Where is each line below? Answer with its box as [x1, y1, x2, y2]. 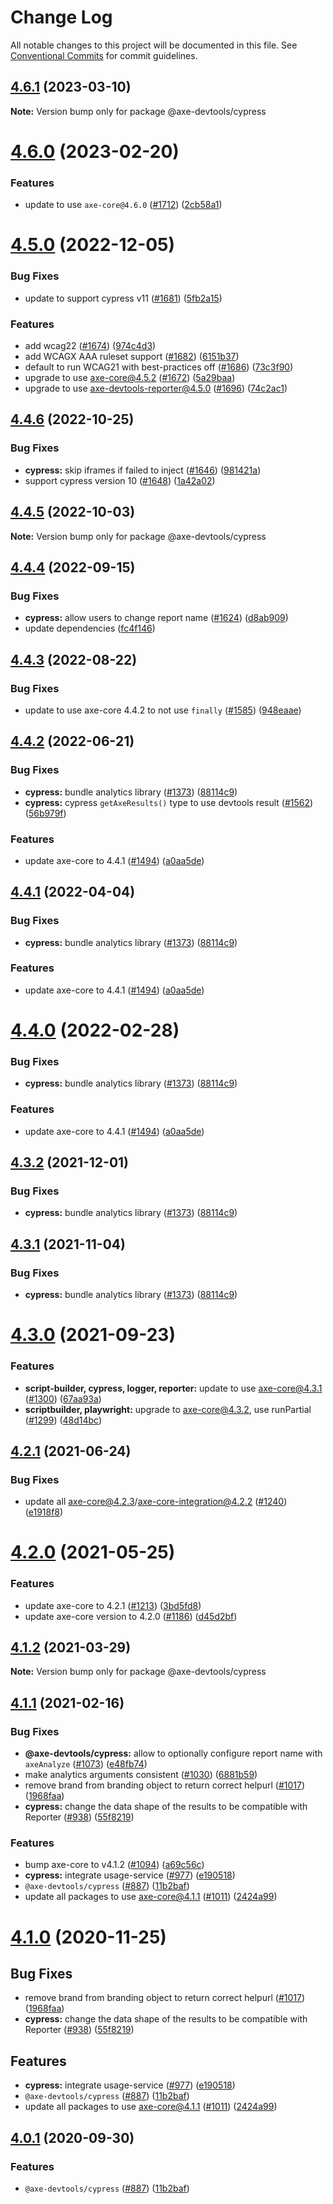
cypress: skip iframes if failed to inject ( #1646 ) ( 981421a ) [24, 464, 262, 476]
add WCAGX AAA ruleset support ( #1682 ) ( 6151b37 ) [24, 351, 240, 363]
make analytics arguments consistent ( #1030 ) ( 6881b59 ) [24, 1769, 258, 1781]
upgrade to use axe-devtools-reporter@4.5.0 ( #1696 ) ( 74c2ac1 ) [24, 382, 288, 395]
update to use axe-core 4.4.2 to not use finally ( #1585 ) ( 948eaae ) [24, 704, 302, 716]
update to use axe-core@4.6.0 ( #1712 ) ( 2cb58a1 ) [24, 199, 223, 211]
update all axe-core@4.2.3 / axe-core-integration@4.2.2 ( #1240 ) [24, 1496, 288, 1508]
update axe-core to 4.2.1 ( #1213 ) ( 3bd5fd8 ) [24, 1599, 202, 1611]
